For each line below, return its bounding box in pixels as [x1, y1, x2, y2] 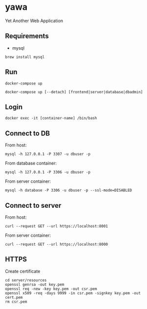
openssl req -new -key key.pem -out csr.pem [5, 286, 97, 291]
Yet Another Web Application [5, 18, 63, 24]
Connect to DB [5, 129, 50, 138]
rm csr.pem [5, 299, 27, 304]
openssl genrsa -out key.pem [5, 282, 64, 287]
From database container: [5, 160, 57, 166]
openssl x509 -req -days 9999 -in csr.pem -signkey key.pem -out [5, 290, 141, 296]
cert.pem [5, 295, 23, 300]
